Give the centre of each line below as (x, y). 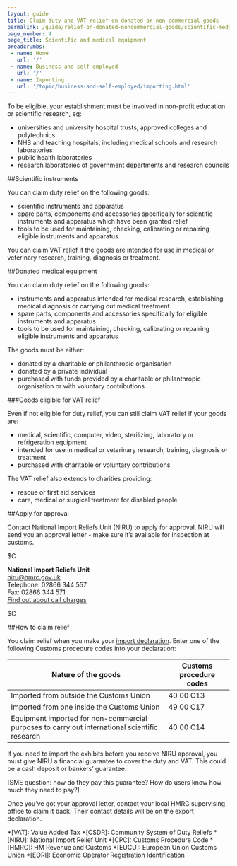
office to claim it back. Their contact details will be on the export (101, 812)
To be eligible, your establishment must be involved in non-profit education (116, 106)
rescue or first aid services (56, 492)
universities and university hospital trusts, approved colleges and (112, 127)
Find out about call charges (47, 600)
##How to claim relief (38, 628)
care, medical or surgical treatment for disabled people (97, 500)
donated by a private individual (62, 371)
